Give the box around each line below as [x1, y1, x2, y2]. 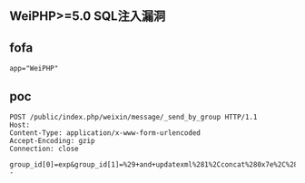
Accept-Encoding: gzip [9, 137, 95, 146]
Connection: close [9, 144, 79, 154]
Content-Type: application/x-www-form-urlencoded [9, 129, 202, 138]
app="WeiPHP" [9, 64, 59, 73]
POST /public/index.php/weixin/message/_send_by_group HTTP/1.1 [9, 112, 258, 122]
